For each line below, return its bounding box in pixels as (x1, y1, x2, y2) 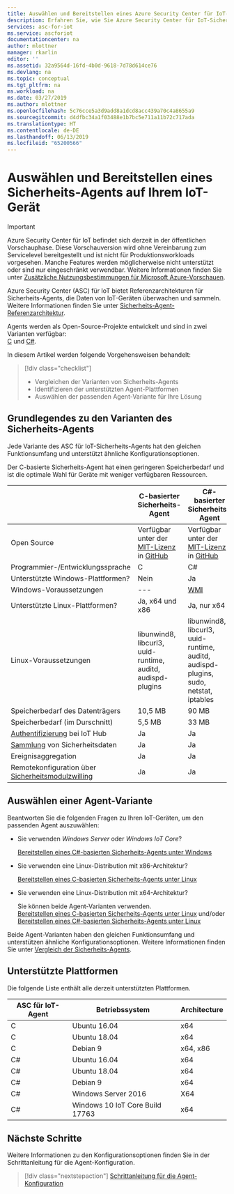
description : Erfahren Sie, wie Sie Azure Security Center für (7, 17, 195, 24)
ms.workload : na (7, 88, 54, 95)
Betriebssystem (96, 1004, 150, 1014)
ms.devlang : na (7, 68, 52, 75)
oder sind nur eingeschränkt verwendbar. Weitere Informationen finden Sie (7, 266, 222, 274)
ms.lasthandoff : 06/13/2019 (7, 133, 89, 140)
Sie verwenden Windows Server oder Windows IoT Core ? (17, 834, 182, 843)
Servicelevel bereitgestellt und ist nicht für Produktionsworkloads (7, 251, 195, 259)
